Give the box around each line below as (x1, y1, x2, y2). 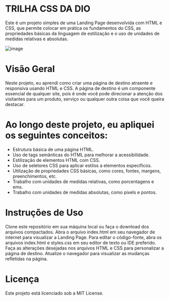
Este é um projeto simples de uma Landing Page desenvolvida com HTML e (5, 20, 162, 26)
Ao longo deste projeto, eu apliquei (5, 119, 155, 131)
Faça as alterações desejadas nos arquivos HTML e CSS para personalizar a (5, 245, 164, 251)
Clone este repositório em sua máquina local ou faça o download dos (5, 223, 149, 229)
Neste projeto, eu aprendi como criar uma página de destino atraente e (5, 80, 153, 86)
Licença (5, 273, 39, 285)
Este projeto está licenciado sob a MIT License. (5, 290, 103, 296)
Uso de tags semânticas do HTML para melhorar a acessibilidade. (12, 152, 150, 158)
